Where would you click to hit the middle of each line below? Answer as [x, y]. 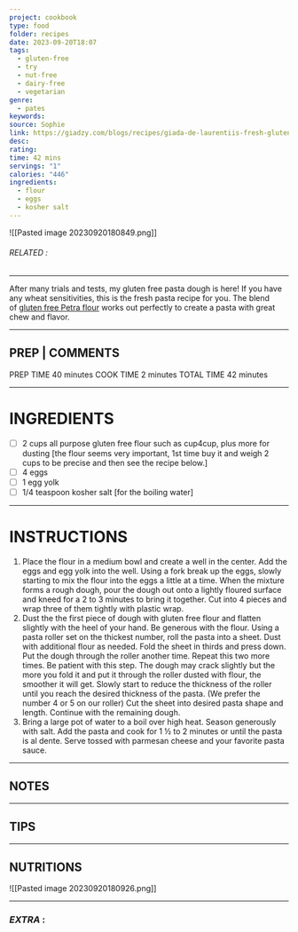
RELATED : [29, 253]
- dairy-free [41, 83]
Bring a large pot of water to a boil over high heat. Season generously [149, 722]
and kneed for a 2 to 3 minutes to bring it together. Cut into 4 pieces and [154, 599]
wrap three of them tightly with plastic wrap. [103, 608]
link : [19, 133]
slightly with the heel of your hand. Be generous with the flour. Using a [150, 628]
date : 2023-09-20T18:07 [53, 42]
